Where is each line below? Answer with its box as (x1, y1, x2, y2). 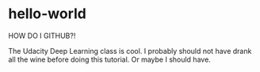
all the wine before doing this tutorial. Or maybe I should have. (8, 55, 212, 64)
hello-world (8, 5, 87, 23)
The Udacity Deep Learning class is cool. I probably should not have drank (8, 46, 252, 55)
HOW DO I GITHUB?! (8, 31, 76, 40)
